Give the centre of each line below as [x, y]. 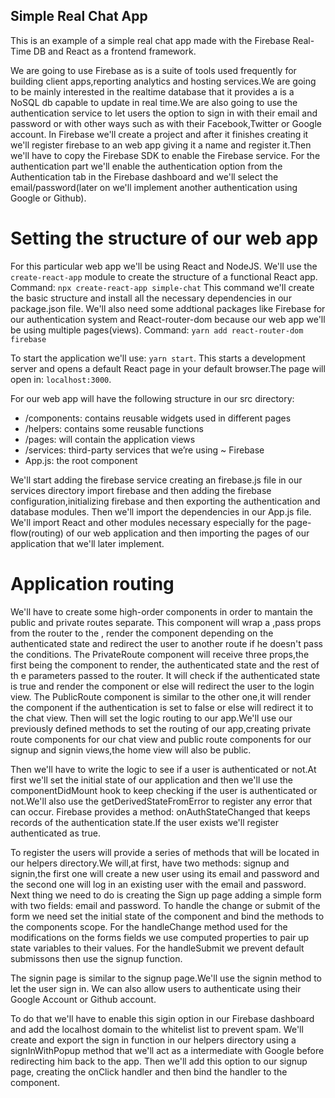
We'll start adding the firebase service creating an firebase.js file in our [156, 480]
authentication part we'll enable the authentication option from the [146, 166]
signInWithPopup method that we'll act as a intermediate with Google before [167, 1050]
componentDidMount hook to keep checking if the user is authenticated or [164, 790]
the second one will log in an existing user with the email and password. [158, 884]
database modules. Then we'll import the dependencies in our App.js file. [161, 511]
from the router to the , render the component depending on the [142, 633]
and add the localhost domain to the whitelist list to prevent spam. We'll [157, 1029]
